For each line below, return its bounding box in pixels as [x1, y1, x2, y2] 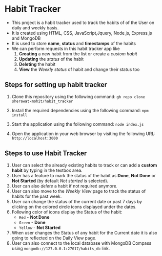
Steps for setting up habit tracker [4, 81, 107, 89]
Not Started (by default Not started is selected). [11, 178, 108, 184]
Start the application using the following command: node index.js [11, 121, 144, 127]
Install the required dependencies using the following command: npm [11, 107, 149, 113]
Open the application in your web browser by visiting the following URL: [11, 131, 156, 137]
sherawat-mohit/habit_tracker [11, 99, 74, 104]
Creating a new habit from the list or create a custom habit [19, 50, 138, 57]
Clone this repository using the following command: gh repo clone [11, 93, 145, 99]
